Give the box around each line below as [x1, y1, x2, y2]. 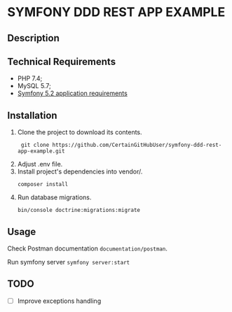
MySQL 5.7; [17, 82, 51, 90]
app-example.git [17, 148, 65, 155]
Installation [7, 109, 57, 121]
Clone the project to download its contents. [17, 128, 142, 136]
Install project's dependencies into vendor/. [17, 167, 143, 176]
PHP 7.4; [17, 74, 43, 83]
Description [7, 32, 60, 44]
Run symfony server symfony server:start [7, 258, 130, 267]
